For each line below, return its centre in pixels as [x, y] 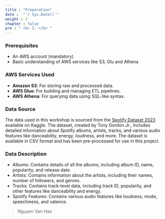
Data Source [20, 109]
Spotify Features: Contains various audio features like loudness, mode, [85, 197]
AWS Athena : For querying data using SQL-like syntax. [69, 96]
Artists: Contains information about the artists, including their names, [83, 175]
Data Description [26, 154]
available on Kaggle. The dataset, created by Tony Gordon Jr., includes [78, 125]
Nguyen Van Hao [35, 212]
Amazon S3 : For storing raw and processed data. [63, 86]
